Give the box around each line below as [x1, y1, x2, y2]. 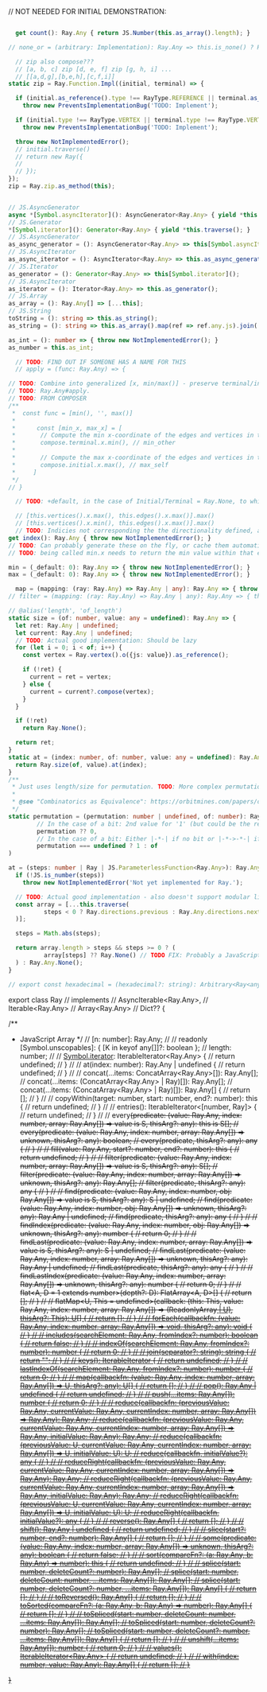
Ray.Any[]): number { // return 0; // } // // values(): [19, 1643, 183, 1652]
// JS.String [8, 307, 52, 315]
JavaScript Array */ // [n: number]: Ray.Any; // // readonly [19, 1034, 208, 1044]
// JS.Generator [8, 218, 62, 226]
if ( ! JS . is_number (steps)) [15, 871, 105, 879]
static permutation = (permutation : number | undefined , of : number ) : [8, 812, 247, 820]
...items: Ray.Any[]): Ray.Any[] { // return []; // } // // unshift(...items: [19, 1634, 239, 1643]
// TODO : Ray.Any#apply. [8, 387, 91, 395]
